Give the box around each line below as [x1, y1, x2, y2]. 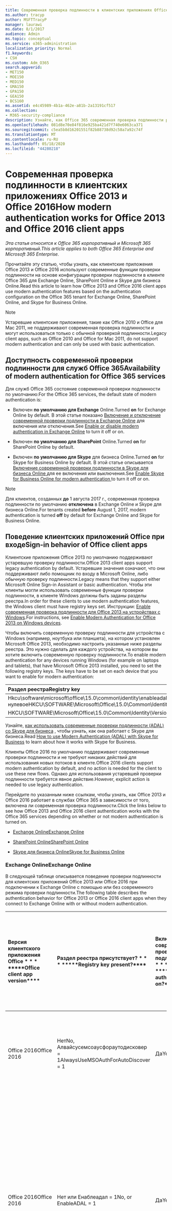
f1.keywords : [5, 50, 33, 56]
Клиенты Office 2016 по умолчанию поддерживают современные [5, 749, 149, 755]
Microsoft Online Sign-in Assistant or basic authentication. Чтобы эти [5, 581, 152, 587]
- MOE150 [5, 75, 24, 80]
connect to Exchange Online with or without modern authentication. [5, 900, 148, 906]
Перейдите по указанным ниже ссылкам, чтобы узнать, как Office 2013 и [5, 791, 166, 797]
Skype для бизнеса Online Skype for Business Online [12, 848, 125, 854]
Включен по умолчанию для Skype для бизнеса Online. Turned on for [12, 454, 164, 460]
